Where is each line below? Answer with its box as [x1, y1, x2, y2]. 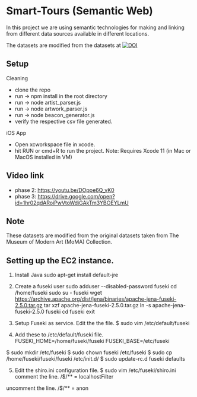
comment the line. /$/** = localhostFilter [14, 373, 114, 380]
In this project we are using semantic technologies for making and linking [6, 24, 185, 31]
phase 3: [14, 193, 37, 200]
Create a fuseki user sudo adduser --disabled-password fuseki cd [14, 283, 177, 290]
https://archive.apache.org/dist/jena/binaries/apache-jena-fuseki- [14, 295, 177, 303]
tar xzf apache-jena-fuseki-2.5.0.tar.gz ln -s [43, 302, 151, 309]
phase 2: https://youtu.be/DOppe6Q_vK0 [14, 186, 115, 194]
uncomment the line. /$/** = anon [6, 385, 89, 392]
